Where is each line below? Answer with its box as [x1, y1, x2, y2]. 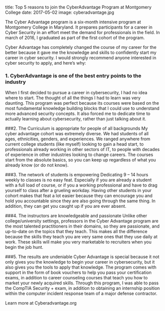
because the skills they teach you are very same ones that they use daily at [5, 234, 158, 240]
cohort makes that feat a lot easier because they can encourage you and [5, 193, 153, 199]
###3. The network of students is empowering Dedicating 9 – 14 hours [5, 172, 149, 178]
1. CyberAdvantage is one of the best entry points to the [5, 72, 141, 79]
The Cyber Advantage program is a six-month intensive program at [5, 19, 141, 25]
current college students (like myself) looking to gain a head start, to [5, 141, 144, 147]
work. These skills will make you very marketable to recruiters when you [5, 239, 152, 245]
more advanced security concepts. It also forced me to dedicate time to [5, 111, 151, 117]
